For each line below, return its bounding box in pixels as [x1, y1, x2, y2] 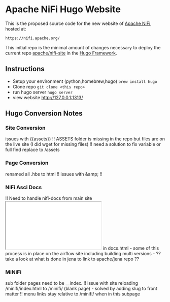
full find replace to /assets [5, 146, 60, 153]
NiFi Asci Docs [5, 184, 42, 191]
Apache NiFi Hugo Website [5, 4, 121, 15]
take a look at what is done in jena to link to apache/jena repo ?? [5, 256, 140, 262]
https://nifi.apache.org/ [5, 36, 60, 41]
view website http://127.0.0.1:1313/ [12, 94, 83, 100]
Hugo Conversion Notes [5, 109, 83, 118]
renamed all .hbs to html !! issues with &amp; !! [5, 171, 103, 177]
